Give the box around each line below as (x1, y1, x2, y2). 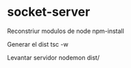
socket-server (7, 4, 91, 20)
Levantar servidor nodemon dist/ (7, 53, 100, 62)
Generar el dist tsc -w (7, 40, 69, 48)
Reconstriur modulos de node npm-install (7, 27, 125, 35)
